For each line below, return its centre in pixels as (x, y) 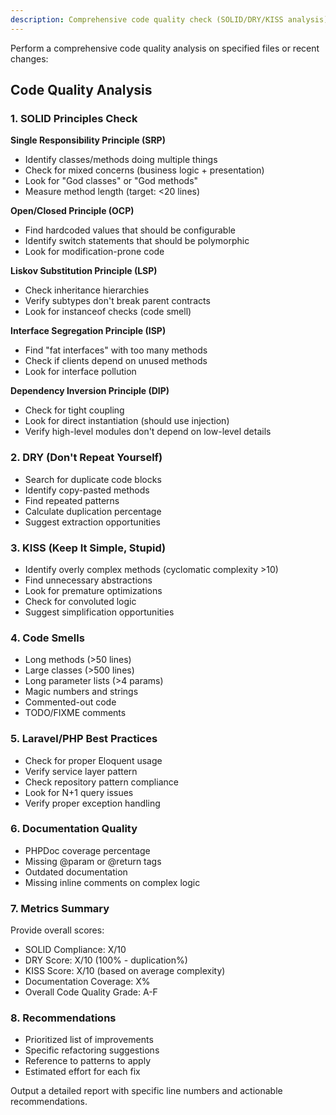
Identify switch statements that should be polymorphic (137, 241)
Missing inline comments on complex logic (112, 882)
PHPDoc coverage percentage (87, 850)
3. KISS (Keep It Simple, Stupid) (88, 548)
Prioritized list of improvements (89, 1040)
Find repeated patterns (72, 500)
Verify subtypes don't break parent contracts (117, 301)
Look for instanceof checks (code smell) (108, 312)
